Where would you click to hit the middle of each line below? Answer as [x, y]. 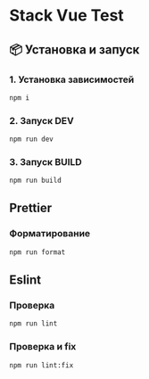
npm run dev [31, 139]
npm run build [36, 181]
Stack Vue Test [67, 16]
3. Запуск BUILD [46, 161]
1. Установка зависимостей [72, 79]
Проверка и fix [43, 347]
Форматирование [50, 234]
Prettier [31, 208]
